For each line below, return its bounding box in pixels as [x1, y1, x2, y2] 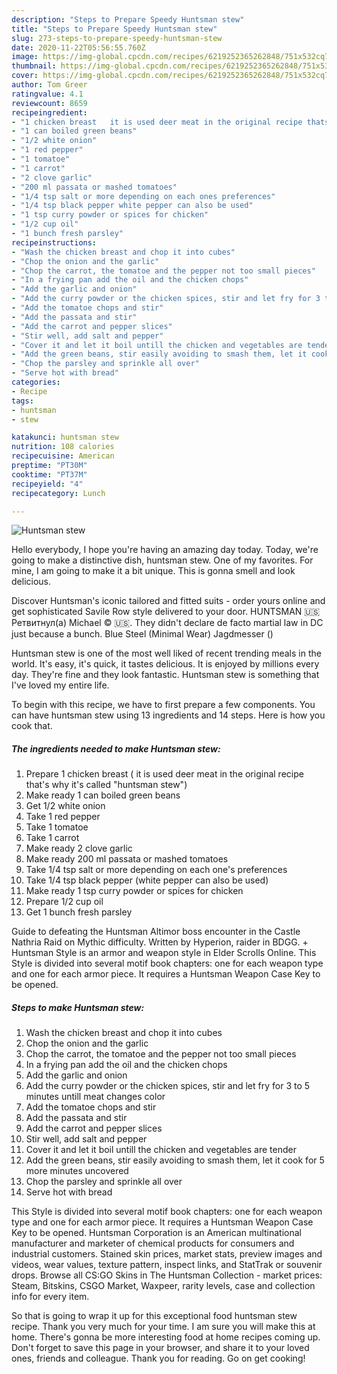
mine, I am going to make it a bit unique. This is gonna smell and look [11, 565, 296, 577]
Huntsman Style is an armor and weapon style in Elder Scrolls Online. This [11, 947, 317, 959]
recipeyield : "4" [11, 479, 84, 489]
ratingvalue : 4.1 [11, 89, 84, 99]
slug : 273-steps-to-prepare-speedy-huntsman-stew [11, 33, 223, 43]
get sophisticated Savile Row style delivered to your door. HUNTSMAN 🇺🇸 [11, 606, 321, 618]
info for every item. [11, 1291, 90, 1303]
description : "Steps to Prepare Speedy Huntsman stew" [11, 14, 245, 25]
